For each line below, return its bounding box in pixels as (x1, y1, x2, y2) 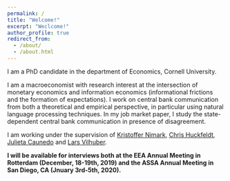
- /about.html (13, 49, 54, 56)
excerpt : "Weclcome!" (7, 23, 70, 30)
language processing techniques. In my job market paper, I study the (7, 109, 202, 118)
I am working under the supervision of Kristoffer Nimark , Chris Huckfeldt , (7, 130, 215, 138)
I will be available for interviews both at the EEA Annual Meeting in (7, 151, 201, 159)
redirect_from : (7, 36, 51, 43)
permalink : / (7, 10, 45, 17)
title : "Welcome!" (7, 17, 60, 23)
